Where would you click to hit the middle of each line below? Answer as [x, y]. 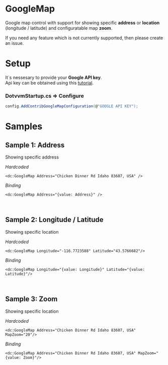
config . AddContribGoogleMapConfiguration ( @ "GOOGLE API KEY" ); [72, 106]
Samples [24, 127]
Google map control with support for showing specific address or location [82, 23]
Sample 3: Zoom [31, 299]
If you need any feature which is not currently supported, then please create [84, 38]
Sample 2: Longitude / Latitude [55, 220]
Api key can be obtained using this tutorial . [50, 83]
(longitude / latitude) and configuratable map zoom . [59, 28]
